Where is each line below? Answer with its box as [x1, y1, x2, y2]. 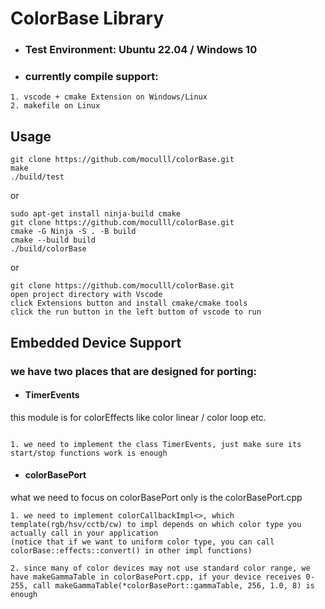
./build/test [10, 172, 65, 182]
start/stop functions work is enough [10, 448, 168, 458]
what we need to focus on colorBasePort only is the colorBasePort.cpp [10, 491, 303, 503]
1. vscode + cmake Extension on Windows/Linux [10, 92, 208, 102]
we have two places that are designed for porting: [10, 364, 257, 378]
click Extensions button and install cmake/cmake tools [10, 298, 248, 309]
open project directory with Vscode [10, 290, 163, 300]
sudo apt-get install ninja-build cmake [10, 209, 182, 219]
